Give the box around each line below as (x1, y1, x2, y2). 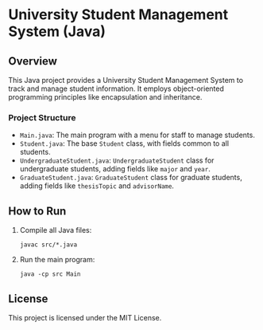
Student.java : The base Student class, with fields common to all (19, 139, 229, 148)
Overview (8, 54, 58, 68)
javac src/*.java (19, 241, 78, 249)
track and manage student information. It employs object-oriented (8, 84, 224, 93)
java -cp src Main (19, 270, 81, 278)
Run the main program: (19, 255, 95, 265)
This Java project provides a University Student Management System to (8, 76, 244, 84)
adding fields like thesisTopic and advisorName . (19, 181, 175, 191)
